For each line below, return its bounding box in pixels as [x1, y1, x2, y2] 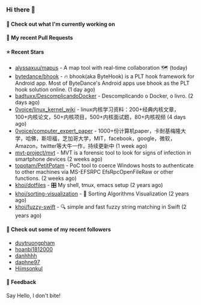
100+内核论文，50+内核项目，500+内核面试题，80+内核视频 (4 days [14, 114, 186, 121]
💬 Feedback [6, 279, 37, 286]
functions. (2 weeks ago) [14, 174, 77, 182]
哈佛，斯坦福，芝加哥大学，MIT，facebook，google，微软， [25, 135, 176, 142]
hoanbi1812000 [14, 245, 53, 253]
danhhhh [14, 252, 37, 259]
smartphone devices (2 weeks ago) [14, 156, 103, 163]
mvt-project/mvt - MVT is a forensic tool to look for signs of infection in [14, 149, 191, 156]
